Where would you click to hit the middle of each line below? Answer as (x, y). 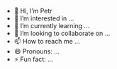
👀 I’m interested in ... (44, 18)
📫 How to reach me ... (47, 41)
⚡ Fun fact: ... (33, 59)
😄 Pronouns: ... (37, 51)
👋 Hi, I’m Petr (33, 11)
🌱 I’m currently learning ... (52, 26)
